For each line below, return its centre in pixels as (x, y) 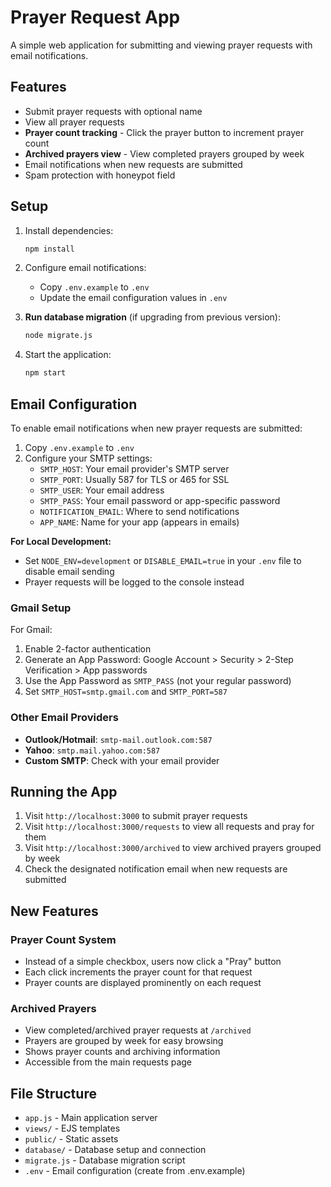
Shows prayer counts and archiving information (122, 1052)
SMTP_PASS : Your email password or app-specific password (160, 500)
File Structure (53, 1093)
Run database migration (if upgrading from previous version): (152, 317)
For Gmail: (31, 630)
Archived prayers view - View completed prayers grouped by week (164, 153)
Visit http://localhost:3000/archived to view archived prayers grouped (173, 848)
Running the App (64, 791)
